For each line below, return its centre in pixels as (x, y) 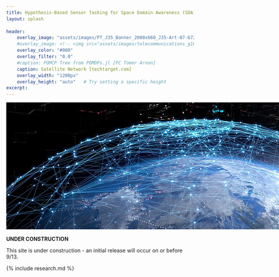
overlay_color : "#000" (45, 51)
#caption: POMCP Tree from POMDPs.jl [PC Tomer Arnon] (86, 63)
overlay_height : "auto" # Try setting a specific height (92, 82)
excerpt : (17, 88)
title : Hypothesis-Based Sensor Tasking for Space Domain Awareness (93, 13)
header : (16, 32)
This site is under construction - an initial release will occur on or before (94, 251)
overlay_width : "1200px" (48, 75)
